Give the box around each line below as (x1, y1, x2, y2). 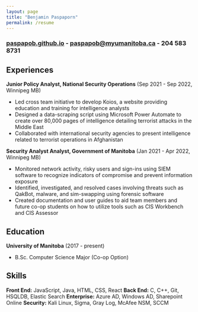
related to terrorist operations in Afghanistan (14, 136, 123, 143)
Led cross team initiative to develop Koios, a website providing (14, 98, 168, 105)
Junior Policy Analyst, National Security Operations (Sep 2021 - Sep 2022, (6, 81, 193, 88)
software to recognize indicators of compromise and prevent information (14, 172, 193, 179)
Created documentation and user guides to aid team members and (14, 197, 178, 204)
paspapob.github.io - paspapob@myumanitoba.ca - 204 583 (6, 39, 187, 47)
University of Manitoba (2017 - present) (6, 242, 105, 249)
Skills (6, 271, 27, 281)
